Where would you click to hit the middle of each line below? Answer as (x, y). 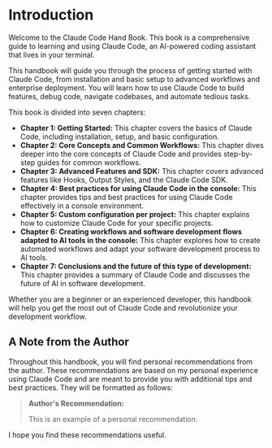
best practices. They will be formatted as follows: (91, 387)
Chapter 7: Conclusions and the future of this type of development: (136, 266)
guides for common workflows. (89, 162)
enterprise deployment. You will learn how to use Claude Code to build (127, 88)
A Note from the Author (69, 342)
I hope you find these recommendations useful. (87, 435)
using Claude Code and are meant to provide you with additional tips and (130, 379)
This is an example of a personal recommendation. (113, 419)
